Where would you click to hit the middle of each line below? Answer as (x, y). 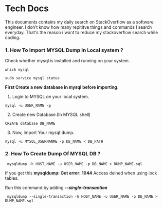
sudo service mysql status (32, 78)
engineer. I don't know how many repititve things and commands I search (79, 27)
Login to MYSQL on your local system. (50, 97)
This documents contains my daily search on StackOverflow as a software (80, 22)
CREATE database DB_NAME (30, 124)
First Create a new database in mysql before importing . (62, 87)
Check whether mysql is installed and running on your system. (67, 61)
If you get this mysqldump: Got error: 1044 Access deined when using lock (81, 173)
